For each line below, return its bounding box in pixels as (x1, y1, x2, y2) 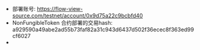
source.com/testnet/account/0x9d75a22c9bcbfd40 (12, 12, 143, 19)
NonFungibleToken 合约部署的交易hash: (12, 19, 113, 26)
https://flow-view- (36, 5, 83, 12)
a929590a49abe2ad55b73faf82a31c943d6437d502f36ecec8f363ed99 (12, 26, 194, 33)
